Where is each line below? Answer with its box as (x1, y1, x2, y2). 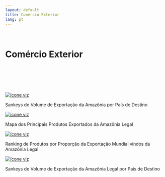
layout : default (5, 7, 39, 13)
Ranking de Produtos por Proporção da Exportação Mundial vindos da (5, 141, 150, 147)
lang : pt (5, 17, 24, 22)
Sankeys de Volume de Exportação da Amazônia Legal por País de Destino (5, 166, 160, 172)
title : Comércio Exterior (5, 12, 59, 17)
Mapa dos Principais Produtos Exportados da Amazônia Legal (5, 121, 133, 127)
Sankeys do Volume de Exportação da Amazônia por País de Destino (5, 102, 148, 108)
